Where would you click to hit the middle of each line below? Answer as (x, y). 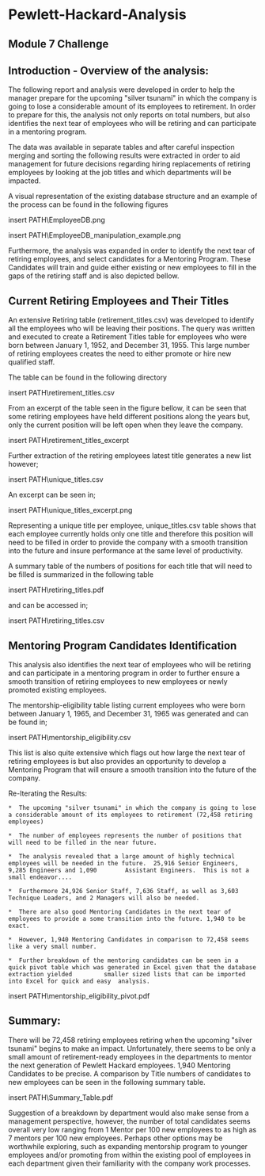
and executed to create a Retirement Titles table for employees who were (128, 337)
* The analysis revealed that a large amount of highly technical (122, 857)
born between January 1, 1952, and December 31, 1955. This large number (129, 346)
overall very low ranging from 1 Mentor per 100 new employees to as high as (132, 1129)
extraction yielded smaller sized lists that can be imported (127, 975)
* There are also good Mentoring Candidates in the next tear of (120, 912)
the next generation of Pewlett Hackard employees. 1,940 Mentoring (119, 1065)
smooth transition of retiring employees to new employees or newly (118, 682)
